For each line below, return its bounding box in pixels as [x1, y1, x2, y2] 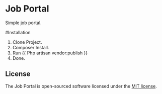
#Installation [5, 29, 31, 35]
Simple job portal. [5, 20, 42, 26]
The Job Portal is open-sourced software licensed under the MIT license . [5, 83, 157, 89]
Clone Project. [12, 39, 42, 45]
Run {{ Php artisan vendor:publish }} [12, 50, 88, 56]
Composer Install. [12, 44, 49, 50]
